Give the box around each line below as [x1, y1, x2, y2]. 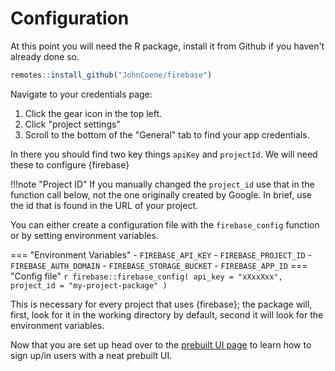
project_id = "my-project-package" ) [10, 280, 168, 291]
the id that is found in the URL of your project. [10, 199, 199, 211]
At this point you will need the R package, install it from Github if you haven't [10, 40, 325, 52]
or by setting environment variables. [10, 229, 159, 241]
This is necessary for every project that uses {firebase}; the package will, [10, 298, 313, 310]
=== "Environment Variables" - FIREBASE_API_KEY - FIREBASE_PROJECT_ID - [10, 248, 313, 261]
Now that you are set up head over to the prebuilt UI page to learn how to [10, 338, 312, 351]
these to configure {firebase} [10, 158, 130, 171]
